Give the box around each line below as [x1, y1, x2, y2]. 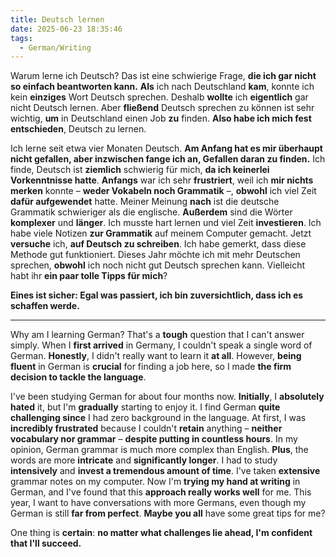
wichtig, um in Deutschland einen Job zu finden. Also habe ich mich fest [10, 112, 312, 125]
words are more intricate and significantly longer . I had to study [10, 454, 278, 466]
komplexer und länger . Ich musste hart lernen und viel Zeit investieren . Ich [10, 217, 322, 229]
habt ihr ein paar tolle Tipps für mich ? [10, 270, 168, 282]
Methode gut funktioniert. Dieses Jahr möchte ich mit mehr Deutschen [10, 249, 301, 261]
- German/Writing [19, 42, 92, 53]
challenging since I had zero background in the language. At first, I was [10, 412, 307, 424]
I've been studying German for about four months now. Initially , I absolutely [10, 391, 325, 403]
